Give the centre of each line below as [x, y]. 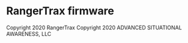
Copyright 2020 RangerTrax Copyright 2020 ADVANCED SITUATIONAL [94, 27]
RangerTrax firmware [60, 11]
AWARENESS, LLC [29, 33]
